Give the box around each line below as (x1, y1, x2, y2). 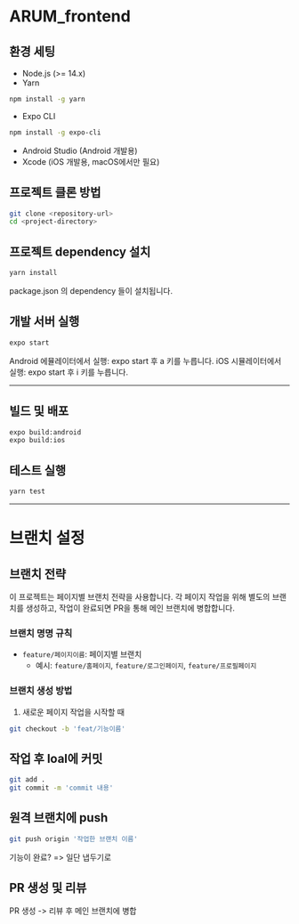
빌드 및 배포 (9, 403, 69, 419)
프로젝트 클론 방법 (9, 185, 101, 200)
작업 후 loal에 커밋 (9, 750, 103, 766)
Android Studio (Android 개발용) (21, 145, 138, 156)
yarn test (9, 487, 46, 496)
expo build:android (9, 427, 82, 437)
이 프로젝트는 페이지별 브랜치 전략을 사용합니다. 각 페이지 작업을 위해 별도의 (9, 591, 271, 602)
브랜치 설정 (9, 528, 85, 548)
